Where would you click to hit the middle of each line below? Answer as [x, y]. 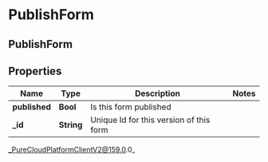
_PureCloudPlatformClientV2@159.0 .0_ [72, 150]
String [71, 125]
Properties [35, 71]
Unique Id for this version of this [150, 120]
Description [158, 93]
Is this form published [131, 107]
